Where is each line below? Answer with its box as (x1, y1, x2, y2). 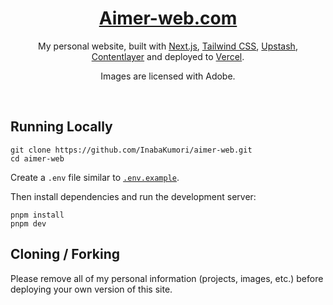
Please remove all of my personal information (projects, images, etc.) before (10, 272, 324, 284)
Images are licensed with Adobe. (100, 70, 236, 82)
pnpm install (10, 210, 65, 220)
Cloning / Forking (10, 246, 121, 263)
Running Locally (10, 118, 113, 136)
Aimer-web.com (98, 7, 238, 30)
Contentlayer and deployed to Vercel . (91, 50, 245, 62)
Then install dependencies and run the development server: (10, 190, 257, 202)
